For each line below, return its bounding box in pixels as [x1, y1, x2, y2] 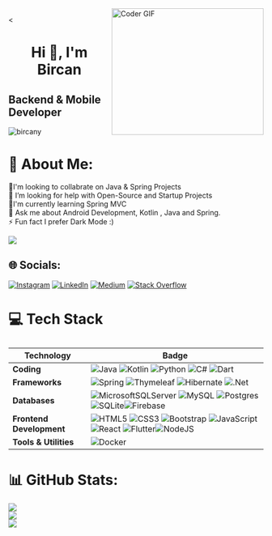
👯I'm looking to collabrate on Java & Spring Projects [8, 181, 182, 191]
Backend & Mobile [8, 92, 101, 106]
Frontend [12, 413, 49, 424]
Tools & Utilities [12, 436, 74, 448]
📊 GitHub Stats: [8, 470, 119, 489]
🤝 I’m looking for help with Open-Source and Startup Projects [8, 190, 213, 200]
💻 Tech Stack [8, 309, 104, 328]
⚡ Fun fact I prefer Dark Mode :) [8, 216, 115, 226]
